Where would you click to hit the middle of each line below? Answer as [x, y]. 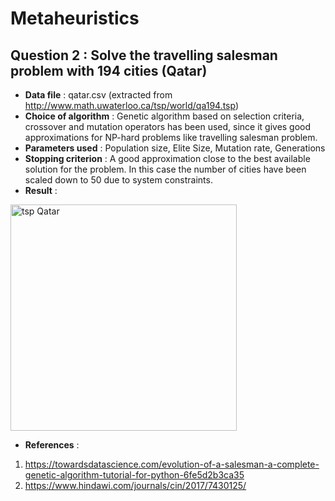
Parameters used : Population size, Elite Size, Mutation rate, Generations [175, 148]
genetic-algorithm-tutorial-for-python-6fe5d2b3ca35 [134, 475]
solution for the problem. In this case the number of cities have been [165, 169]
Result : [41, 190]
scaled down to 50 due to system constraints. [118, 180]
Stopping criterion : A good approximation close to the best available [167, 158]
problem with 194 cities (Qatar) [109, 70]
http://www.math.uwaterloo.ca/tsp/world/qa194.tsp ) [132, 105]
